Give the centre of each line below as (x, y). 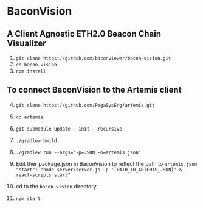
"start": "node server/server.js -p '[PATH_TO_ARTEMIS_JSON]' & (99, 170)
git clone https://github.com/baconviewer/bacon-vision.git (93, 59)
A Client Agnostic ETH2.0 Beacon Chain (84, 34)
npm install (31, 71)
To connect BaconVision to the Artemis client (94, 90)
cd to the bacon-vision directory (56, 186)
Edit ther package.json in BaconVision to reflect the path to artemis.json (106, 163)
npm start (28, 199)
